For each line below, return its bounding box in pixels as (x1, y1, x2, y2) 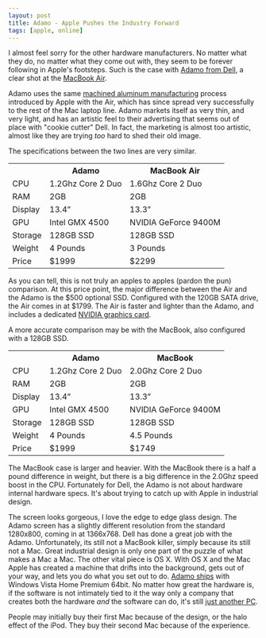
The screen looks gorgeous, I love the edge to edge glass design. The (8, 512, 237, 522)
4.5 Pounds (129, 430, 173, 441)
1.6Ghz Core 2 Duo (129, 178, 202, 189)
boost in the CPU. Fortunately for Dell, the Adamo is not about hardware (8, 480, 244, 489)
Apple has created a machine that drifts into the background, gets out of (8, 563, 245, 573)
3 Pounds (129, 243, 166, 254)
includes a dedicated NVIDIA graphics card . (8, 310, 152, 319)
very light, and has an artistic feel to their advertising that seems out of (8, 114, 240, 124)
